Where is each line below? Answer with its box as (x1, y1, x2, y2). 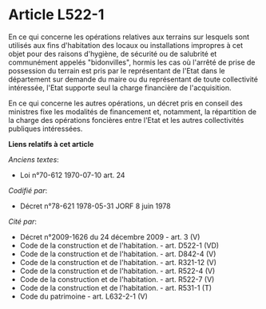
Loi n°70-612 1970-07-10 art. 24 (19, 170, 125, 180)
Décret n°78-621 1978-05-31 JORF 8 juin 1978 (19, 201, 171, 211)
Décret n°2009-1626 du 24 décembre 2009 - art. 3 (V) (19, 232, 200, 241)
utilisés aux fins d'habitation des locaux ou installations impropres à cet (8, 40, 244, 50)
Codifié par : (8, 185, 48, 195)
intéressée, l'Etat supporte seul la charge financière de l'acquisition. (8, 82, 232, 93)
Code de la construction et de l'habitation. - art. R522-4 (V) (19, 266, 216, 275)
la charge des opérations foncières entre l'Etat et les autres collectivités (8, 115, 244, 125)
